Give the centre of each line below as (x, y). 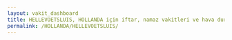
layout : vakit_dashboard (43, 13)
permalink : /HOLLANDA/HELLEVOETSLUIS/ (63, 26)
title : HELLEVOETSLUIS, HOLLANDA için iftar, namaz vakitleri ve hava (111, 20)
